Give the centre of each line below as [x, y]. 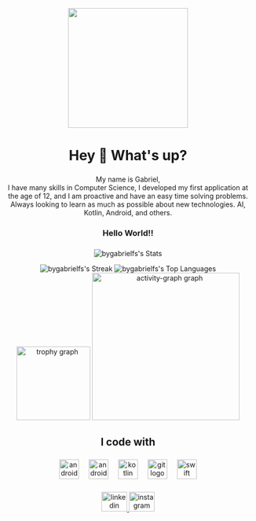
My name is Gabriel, [128, 179]
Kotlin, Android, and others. [128, 213]
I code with [128, 442]
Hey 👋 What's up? [128, 156]
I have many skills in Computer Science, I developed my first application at [128, 188]
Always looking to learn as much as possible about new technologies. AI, [128, 204]
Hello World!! [128, 233]
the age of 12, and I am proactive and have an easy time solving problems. [128, 196]
